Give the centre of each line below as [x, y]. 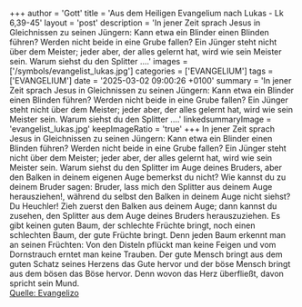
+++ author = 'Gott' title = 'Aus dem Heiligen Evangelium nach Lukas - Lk [146, 13]
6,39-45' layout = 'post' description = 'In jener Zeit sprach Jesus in [135, 23]
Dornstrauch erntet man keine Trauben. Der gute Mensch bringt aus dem [146, 254]
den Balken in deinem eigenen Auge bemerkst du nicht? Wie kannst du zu [148, 177]
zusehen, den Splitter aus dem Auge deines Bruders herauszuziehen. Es [145, 216]
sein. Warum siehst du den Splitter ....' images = [99, 61]
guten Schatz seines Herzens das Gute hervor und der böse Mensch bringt [150, 264]
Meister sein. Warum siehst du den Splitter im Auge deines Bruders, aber [146, 168]
